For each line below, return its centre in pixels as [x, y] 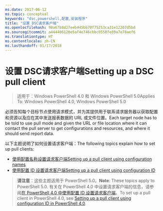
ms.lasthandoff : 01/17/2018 [33, 46]
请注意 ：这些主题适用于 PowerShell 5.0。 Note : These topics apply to [86, 180]
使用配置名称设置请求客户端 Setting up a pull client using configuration [82, 159]
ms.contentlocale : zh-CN [30, 41]
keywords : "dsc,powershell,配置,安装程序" [46, 18]
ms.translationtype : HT [29, 37]
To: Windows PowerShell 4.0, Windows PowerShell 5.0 [71, 101]
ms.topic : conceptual [27, 14]
